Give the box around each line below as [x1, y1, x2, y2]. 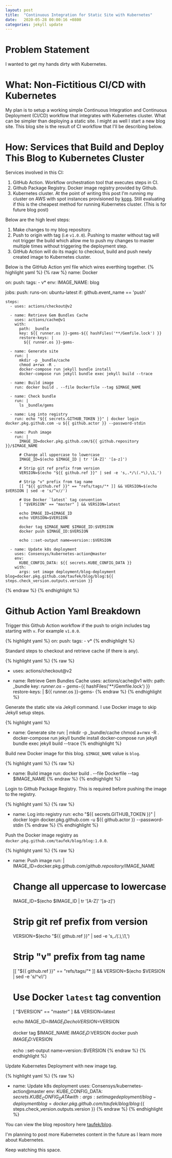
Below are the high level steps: [5, 217, 70, 223]
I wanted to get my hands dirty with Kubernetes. [5, 61, 107, 67]
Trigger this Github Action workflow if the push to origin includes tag [5, 622, 150, 628]
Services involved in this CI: [5, 169, 64, 175]
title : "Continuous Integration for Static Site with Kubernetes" [5, 12, 153, 17]
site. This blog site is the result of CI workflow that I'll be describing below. [5, 123, 163, 130]
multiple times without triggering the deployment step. [12, 243, 128, 250]
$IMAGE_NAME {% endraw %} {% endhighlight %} [12, 776, 121, 782]
